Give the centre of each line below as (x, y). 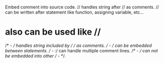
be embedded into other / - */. (36, 56)
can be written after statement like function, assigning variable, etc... (74, 12)
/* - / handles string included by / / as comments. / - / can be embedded (79, 45)
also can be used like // (53, 32)
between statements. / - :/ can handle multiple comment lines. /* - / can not (82, 50)
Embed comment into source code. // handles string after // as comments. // (82, 7)
